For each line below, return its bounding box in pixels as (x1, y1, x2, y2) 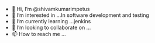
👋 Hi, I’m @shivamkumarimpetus (11, 6, 90, 12)
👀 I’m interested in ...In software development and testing (11, 12, 149, 19)
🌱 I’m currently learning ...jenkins (11, 18, 91, 24)
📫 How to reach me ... (11, 31, 66, 37)
